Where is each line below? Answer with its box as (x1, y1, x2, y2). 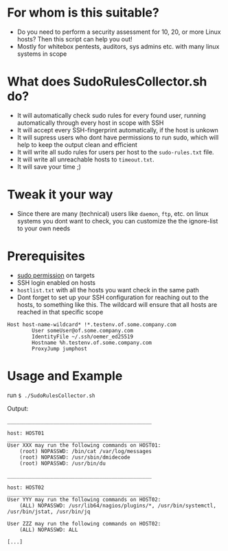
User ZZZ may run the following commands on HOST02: (7, 520, 161, 527)
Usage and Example (7, 368, 123, 383)
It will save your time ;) (16, 162, 81, 170)
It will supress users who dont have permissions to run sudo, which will (16, 133, 219, 141)
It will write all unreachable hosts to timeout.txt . (16, 155, 155, 163)
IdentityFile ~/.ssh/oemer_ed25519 (32, 333, 134, 340)
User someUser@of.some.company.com (32, 327, 134, 334)
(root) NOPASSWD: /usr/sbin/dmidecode (19, 454, 130, 461)
